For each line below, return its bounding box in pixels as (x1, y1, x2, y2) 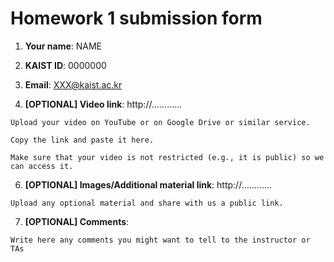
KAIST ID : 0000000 (24, 59, 107, 71)
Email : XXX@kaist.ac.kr (24, 78, 123, 91)
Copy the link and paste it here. (10, 135, 155, 145)
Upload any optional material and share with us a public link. (10, 198, 284, 208)
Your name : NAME (24, 40, 103, 52)
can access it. (10, 161, 74, 171)
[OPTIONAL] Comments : (24, 215, 130, 227)
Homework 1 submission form (10, 7, 263, 30)
